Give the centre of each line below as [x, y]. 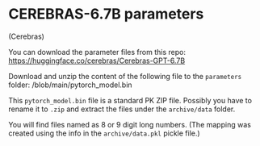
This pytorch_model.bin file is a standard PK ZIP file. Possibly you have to [130, 100]
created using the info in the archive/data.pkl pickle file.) [104, 133]
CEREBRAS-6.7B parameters [106, 14]
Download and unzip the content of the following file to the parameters [125, 76]
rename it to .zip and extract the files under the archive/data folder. [122, 109]
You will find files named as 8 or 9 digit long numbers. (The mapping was [130, 124]
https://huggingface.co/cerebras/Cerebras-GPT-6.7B [97, 60]
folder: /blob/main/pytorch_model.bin [70, 85]
